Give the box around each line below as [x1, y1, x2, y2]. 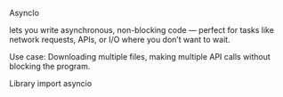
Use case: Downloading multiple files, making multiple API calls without [9, 52, 271, 61]
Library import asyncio [9, 78, 93, 88]
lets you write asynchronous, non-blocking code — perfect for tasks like [9, 25, 274, 35]
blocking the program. [9, 61, 91, 71]
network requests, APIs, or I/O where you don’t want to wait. [9, 35, 230, 44]
